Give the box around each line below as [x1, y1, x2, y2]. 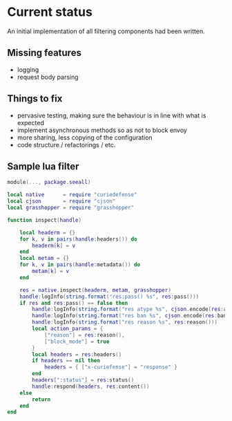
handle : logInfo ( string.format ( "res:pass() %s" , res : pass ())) [19, 293, 199, 300]
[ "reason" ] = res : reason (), [43, 331, 126, 339]
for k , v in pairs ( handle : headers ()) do [19, 236, 137, 243]
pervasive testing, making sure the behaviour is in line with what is [17, 111, 206, 120]
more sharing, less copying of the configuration [17, 133, 153, 142]
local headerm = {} [19, 229, 76, 236]
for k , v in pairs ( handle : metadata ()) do [19, 261, 141, 268]
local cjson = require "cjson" [7, 198, 116, 205]
